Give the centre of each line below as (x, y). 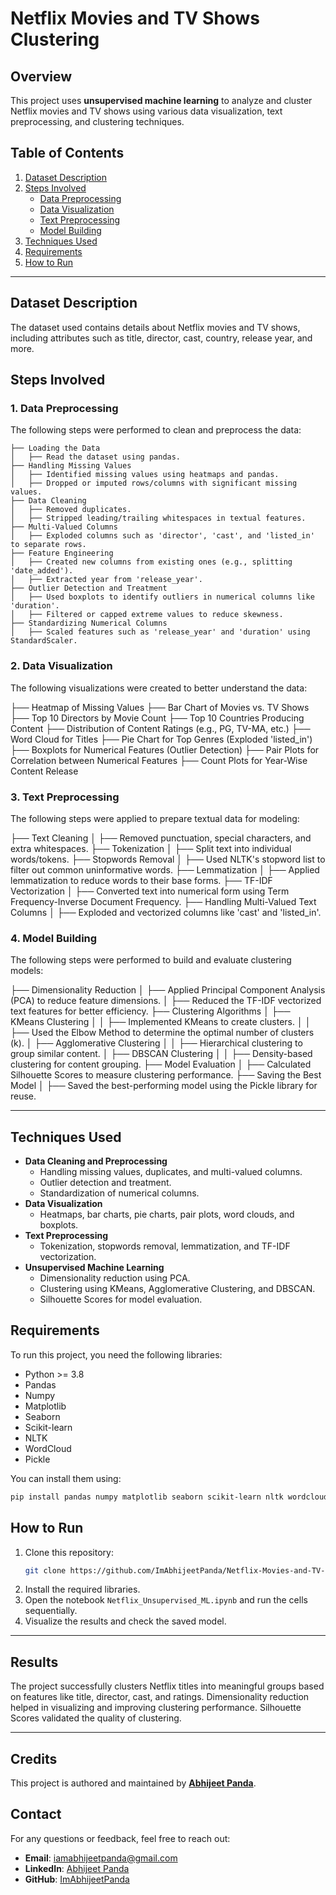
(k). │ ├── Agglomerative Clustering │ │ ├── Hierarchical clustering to (156, 1043)
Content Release (44, 771)
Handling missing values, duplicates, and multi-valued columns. (171, 1172)
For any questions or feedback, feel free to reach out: (120, 1838)
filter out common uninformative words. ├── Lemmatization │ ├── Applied (165, 869)
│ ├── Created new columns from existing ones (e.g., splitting (151, 562)
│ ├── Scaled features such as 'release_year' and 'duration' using (160, 632)
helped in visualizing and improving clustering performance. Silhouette (156, 1708)
